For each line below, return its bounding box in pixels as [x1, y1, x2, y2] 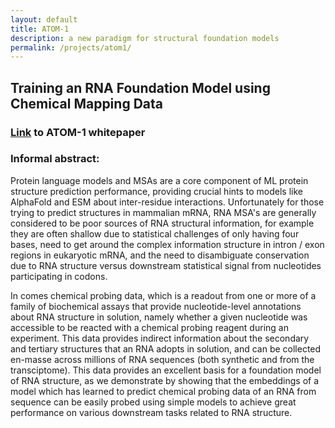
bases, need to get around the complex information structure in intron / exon [10, 238, 325, 250]
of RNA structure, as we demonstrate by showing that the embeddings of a [10, 374, 320, 386]
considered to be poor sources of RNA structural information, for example [10, 217, 315, 229]
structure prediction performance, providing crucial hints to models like [10, 185, 304, 197]
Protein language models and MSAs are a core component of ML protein [10, 174, 309, 186]
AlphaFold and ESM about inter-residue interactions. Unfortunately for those [10, 196, 325, 208]
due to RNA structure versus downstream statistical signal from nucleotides [10, 259, 322, 271]
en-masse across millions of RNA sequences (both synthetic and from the [10, 353, 315, 365]
